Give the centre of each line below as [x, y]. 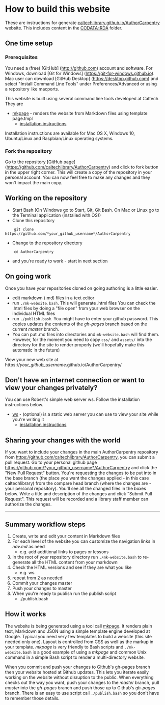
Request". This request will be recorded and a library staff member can [77, 499]
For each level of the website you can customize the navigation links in [84, 541]
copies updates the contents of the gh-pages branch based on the [80, 324]
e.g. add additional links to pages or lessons [64, 552]
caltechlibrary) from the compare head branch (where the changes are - [78, 483]
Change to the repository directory [47, 243]
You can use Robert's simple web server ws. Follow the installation [72, 399]
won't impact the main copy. [34, 182]
